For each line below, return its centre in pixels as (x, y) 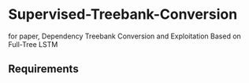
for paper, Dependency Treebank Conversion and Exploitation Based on (125, 36)
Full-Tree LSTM (33, 44)
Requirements (43, 69)
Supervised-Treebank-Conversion (123, 14)
